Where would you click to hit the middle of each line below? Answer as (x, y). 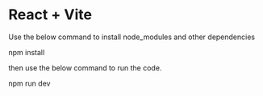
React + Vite (50, 15)
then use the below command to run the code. (85, 68)
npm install (27, 52)
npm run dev (29, 83)
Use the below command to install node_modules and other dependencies (132, 37)
